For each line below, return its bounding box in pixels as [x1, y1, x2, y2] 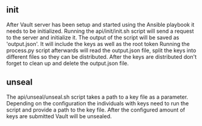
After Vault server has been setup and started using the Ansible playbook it [6, 21, 195, 28]
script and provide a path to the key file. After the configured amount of [6, 106, 186, 113]
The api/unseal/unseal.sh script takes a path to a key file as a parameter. [6, 93, 189, 101]
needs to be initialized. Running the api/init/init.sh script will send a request [6, 27, 194, 35]
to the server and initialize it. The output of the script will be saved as [6, 33, 179, 41]
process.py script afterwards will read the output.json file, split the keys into [6, 47, 197, 54]
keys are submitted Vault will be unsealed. [6, 112, 112, 120]
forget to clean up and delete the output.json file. [6, 59, 129, 67]
